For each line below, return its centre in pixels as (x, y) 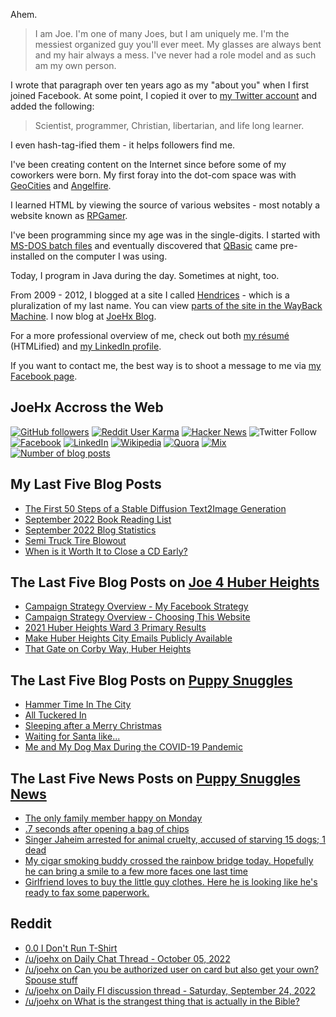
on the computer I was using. (107, 256)
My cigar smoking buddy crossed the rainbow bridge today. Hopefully (169, 861)
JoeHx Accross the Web (87, 407)
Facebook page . (44, 376)
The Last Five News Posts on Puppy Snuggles (155, 778)
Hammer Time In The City (78, 705)
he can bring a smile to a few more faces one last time (136, 871)
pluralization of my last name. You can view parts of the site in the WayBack (166, 305)
